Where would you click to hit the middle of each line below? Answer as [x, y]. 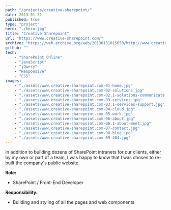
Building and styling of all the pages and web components [74, 202]
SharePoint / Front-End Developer [48, 183]
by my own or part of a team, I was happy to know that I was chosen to [80, 158]
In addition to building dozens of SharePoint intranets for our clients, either [83, 152]
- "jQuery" [26, 67]
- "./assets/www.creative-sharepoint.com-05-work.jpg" [74, 114]
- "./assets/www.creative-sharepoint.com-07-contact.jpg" [77, 128]
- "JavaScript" [31, 62]
